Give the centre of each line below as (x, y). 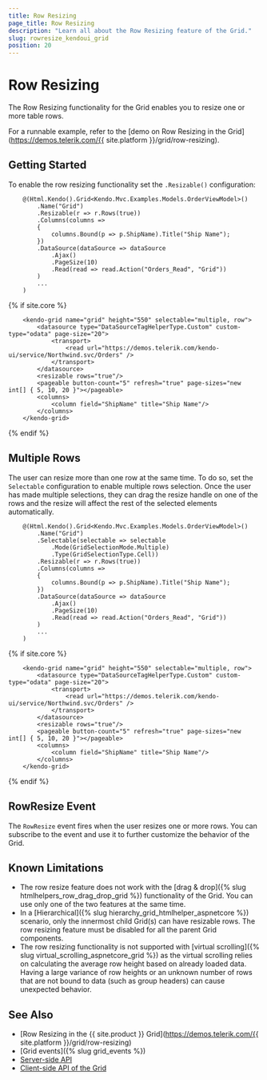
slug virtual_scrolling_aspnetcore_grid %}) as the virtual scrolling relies (136, 956)
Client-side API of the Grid (63, 1068)
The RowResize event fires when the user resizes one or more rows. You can (133, 826)
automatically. (31, 512)
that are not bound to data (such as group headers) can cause (122, 981)
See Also (31, 1015)
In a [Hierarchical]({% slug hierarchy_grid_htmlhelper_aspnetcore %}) (134, 913)
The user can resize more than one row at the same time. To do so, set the (131, 477)
